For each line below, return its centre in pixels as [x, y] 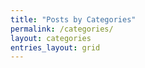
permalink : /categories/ [62, 29]
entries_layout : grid [55, 47]
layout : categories [51, 38]
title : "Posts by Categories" [73, 19]
